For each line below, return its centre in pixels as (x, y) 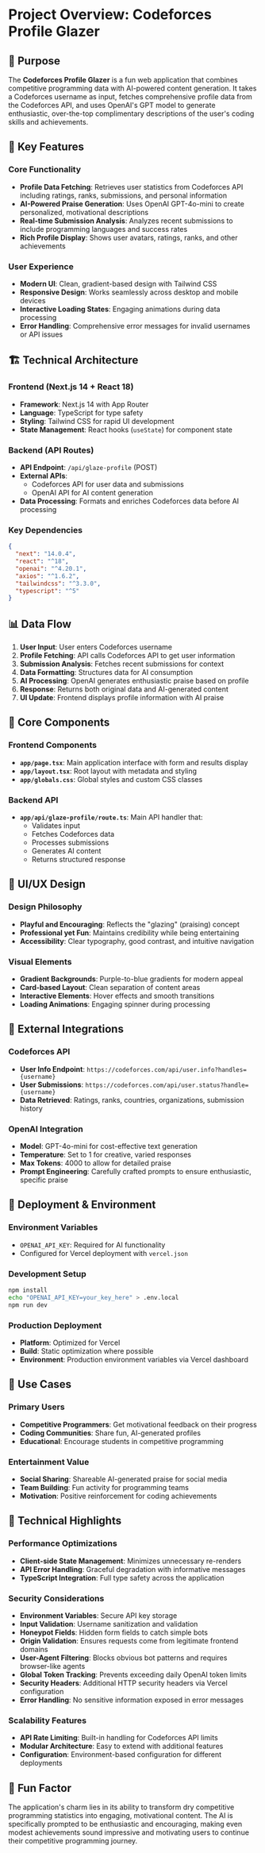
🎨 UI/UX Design (47, 884)
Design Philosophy (45, 907)
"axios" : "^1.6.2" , (48, 576)
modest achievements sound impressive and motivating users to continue (129, 1832)
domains (34, 1649)
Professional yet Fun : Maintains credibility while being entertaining (129, 932)
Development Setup (47, 1273)
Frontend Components (53, 745)
